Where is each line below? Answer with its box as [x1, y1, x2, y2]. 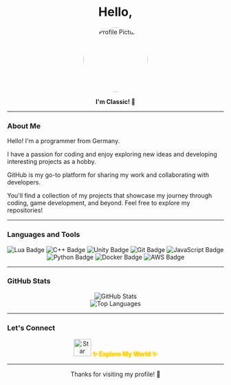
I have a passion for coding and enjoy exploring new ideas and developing [7, 150, 218, 158]
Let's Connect [7, 323, 56, 333]
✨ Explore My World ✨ [92, 350, 158, 358]
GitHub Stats [7, 276, 51, 286]
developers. [7, 178, 41, 187]
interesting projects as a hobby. [7, 158, 96, 166]
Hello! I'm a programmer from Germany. [7, 137, 120, 145]
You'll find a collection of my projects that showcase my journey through [7, 191, 212, 200]
